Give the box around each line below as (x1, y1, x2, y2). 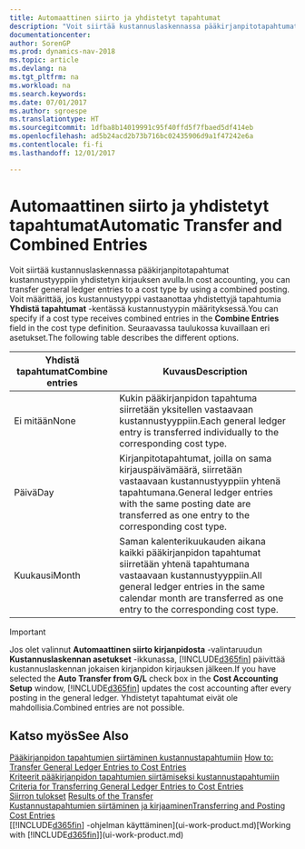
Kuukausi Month (14, 569, 81, 582)
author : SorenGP (9, 38, 71, 48)
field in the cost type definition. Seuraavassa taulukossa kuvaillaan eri (9, 322, 271, 333)
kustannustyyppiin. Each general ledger (119, 415, 286, 427)
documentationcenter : (9, 30, 92, 39)
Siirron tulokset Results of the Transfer (9, 791, 154, 802)
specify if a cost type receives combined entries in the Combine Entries (9, 313, 280, 324)
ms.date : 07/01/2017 (9, 97, 88, 107)
